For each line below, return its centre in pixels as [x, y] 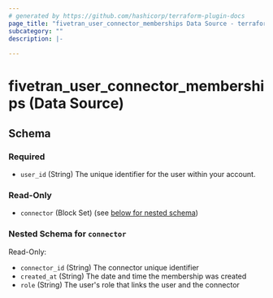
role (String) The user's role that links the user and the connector [130, 284]
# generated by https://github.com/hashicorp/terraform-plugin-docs [127, 16]
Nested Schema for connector [67, 234]
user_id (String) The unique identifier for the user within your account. [138, 174]
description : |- [36, 39]
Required [27, 157]
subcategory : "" [36, 31]
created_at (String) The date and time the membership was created [133, 276]
